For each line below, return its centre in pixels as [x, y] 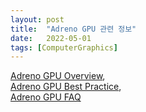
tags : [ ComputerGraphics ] [64, 47]
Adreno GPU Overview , [58, 76]
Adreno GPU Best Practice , [66, 87]
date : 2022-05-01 [51, 38]
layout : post [37, 19]
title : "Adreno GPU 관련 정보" [73, 29]
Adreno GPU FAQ [46, 97]
